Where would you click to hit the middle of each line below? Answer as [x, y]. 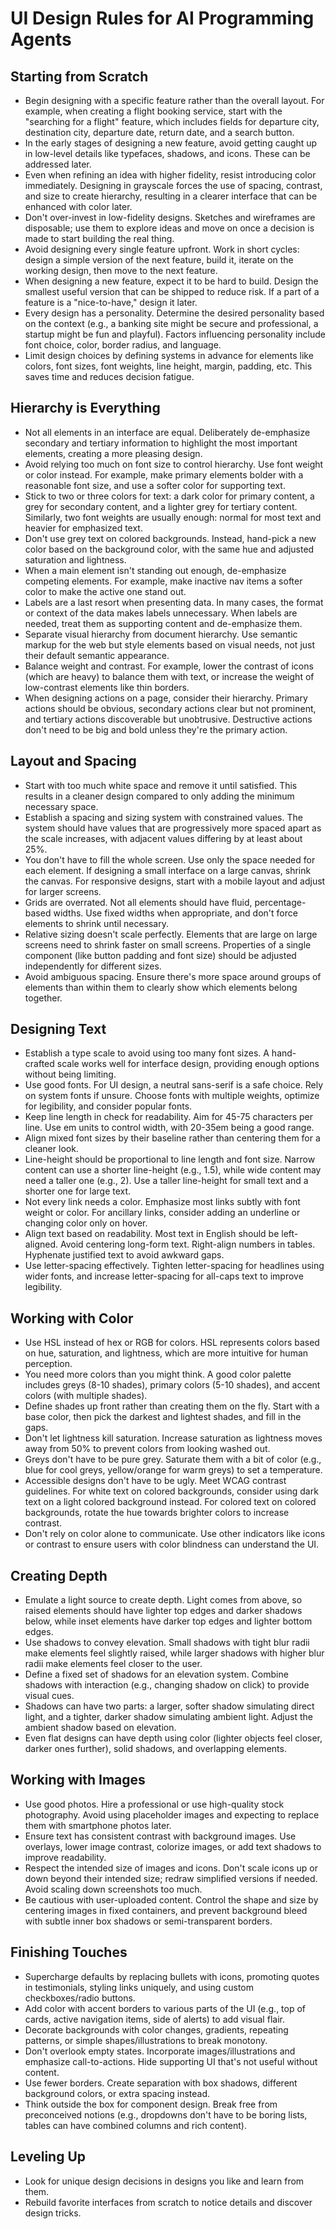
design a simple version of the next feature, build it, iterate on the [159, 260]
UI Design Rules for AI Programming [162, 18]
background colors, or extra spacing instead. [117, 2093]
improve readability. [65, 1857]
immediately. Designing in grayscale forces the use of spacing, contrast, [173, 185]
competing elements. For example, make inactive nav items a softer [163, 581]
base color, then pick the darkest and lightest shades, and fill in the [163, 1417]
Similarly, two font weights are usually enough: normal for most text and [173, 517]
